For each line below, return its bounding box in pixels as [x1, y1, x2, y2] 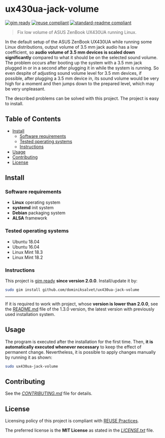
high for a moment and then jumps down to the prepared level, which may [5, 80, 155, 87]
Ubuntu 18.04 [12, 239, 40, 245]
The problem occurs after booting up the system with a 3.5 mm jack [5, 60, 142, 65]
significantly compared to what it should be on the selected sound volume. [5, 54, 158, 60]
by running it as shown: [5, 354, 53, 360]
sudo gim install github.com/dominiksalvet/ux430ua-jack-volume [5, 287, 139, 292]
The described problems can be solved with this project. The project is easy [5, 95, 159, 101]
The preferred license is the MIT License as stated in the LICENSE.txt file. [5, 427, 154, 434]
